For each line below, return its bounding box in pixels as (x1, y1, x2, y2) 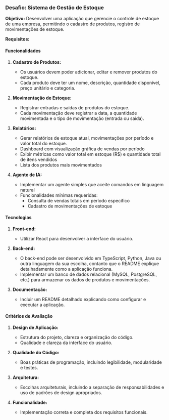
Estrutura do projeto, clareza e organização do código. (20, 334, 134, 340)
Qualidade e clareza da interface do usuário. (20, 340, 112, 346)
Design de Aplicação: (12, 324, 59, 330)
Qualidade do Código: (12, 349, 60, 355)
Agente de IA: (12, 172, 42, 178)
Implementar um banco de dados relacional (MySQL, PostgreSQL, (20, 271, 157, 277)
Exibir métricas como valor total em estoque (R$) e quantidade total (20, 151, 161, 157)
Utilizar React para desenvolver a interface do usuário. (20, 235, 134, 241)
